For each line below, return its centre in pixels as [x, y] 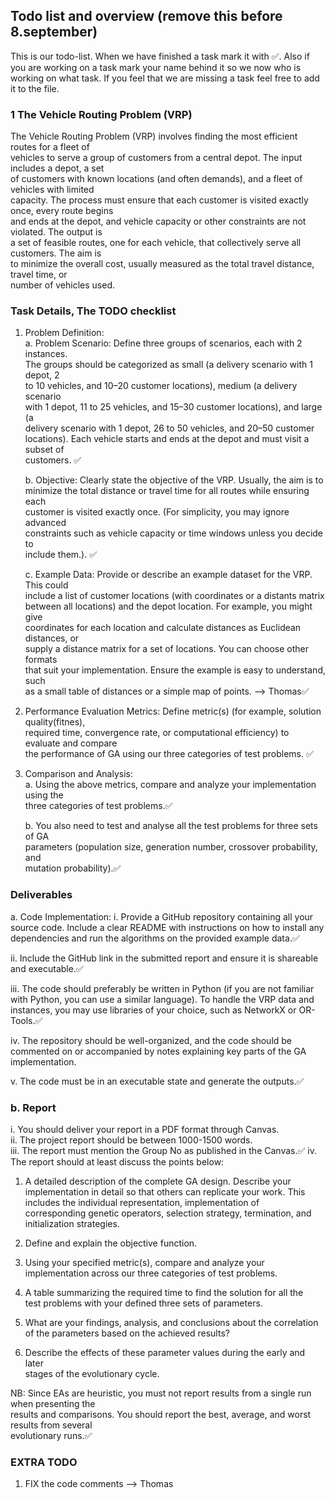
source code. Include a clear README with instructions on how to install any [167, 927]
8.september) [54, 32]
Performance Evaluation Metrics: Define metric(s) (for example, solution [173, 711]
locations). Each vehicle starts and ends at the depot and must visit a [167, 439]
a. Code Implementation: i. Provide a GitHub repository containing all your [162, 916]
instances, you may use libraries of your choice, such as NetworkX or [153, 1010]
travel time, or [39, 275]
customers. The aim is [56, 253]
